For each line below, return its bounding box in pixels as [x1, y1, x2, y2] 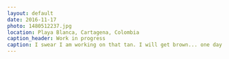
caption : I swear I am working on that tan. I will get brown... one [7, 41, 210, 48]
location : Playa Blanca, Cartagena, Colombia [7, 28, 139, 36]
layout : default [7, 9, 53, 17]
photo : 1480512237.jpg [7, 22, 72, 29]
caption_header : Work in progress [7, 35, 106, 42]
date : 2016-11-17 [7, 16, 57, 23]
